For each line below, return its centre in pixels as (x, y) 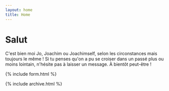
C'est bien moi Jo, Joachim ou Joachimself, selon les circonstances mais (81, 54)
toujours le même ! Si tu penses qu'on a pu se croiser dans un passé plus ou (84, 59)
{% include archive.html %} (34, 84)
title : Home (18, 15)
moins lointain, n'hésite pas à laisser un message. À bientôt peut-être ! (78, 64)
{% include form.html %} (31, 74)
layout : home (19, 10)
